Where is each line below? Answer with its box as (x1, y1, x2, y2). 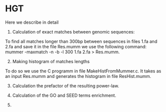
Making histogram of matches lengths (12, 58, 90, 64)
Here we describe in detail (5, 19, 59, 25)
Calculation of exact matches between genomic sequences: (12, 29, 135, 35)
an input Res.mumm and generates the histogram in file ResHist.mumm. (5, 73, 152, 79)
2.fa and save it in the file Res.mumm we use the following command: (5, 43, 147, 49)
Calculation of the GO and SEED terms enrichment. (12, 92, 116, 98)
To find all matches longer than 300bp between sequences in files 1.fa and (5, 38, 158, 44)
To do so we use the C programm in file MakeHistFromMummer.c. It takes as (5, 68, 162, 74)
